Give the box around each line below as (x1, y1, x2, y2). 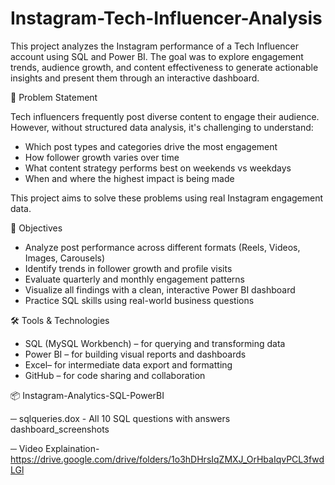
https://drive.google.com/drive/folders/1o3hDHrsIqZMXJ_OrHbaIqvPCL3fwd (10, 453, 325, 465)
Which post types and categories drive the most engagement (24, 140, 278, 152)
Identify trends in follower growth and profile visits (24, 262, 233, 274)
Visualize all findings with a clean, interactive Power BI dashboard (24, 283, 296, 296)
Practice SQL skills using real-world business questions (24, 294, 255, 306)
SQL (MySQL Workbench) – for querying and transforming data (24, 337, 286, 349)
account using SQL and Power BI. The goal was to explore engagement (10, 50, 304, 62)
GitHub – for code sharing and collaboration (24, 369, 206, 381)
